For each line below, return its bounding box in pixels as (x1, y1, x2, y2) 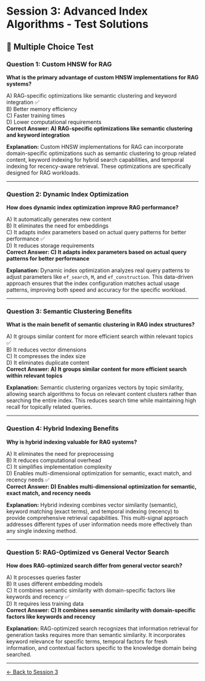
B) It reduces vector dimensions (6, 346, 87, 353)
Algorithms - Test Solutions (6, 17, 149, 31)
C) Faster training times (6, 112, 65, 119)
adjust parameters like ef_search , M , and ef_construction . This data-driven (6, 273, 193, 281)
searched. (6, 651, 32, 658)
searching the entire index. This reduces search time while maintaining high (6, 397, 196, 404)
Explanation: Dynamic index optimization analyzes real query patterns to (6, 267, 190, 274)
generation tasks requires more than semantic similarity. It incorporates (6, 632, 186, 639)
